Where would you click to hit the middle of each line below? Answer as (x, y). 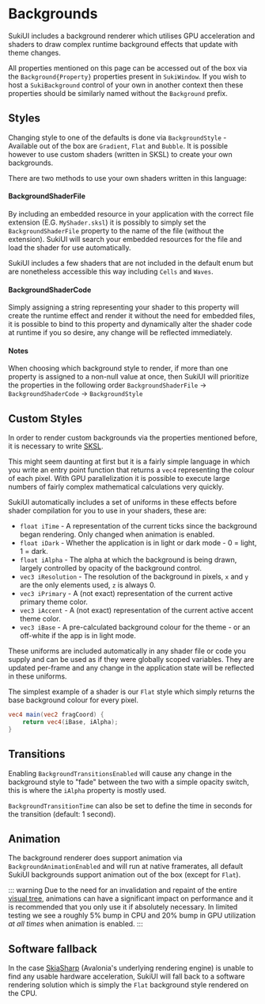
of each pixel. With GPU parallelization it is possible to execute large (119, 479)
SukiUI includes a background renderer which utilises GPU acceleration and (132, 36)
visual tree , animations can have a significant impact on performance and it (131, 898)
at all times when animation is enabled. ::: (76, 924)
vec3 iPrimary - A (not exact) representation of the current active (126, 594)
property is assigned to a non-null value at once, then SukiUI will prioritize (129, 377)
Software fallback (53, 949)
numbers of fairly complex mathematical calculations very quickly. (116, 487)
